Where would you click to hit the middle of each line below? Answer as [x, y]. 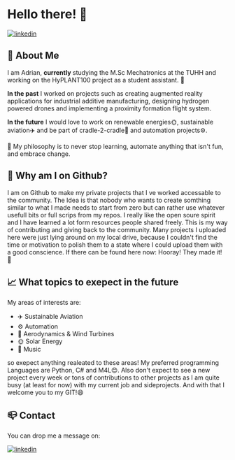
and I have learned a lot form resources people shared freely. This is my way [117, 222]
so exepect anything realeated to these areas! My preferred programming [113, 363]
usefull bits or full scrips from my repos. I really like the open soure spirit [111, 215]
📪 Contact [31, 415]
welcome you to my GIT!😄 [45, 393]
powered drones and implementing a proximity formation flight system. [109, 108]
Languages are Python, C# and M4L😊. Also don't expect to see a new [109, 371]
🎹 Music [29, 350]
